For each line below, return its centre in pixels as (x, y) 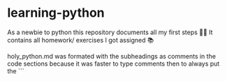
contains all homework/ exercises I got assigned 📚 (81, 40)
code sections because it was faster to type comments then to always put (113, 64)
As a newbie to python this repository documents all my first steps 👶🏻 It (110, 32)
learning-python (56, 13)
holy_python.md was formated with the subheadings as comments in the (112, 56)
